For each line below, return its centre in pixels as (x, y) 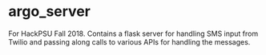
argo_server (49, 12)
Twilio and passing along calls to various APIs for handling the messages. (129, 41)
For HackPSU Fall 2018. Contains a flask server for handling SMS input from (133, 33)
